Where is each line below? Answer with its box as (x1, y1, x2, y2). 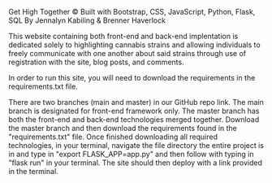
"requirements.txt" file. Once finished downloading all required (8, 132, 218, 142)
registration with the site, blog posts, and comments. (8, 57, 184, 67)
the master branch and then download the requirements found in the (8, 124, 237, 133)
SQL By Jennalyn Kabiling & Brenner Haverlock (8, 15, 166, 25)
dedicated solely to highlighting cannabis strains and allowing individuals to (8, 40, 261, 50)
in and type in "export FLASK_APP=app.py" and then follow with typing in (8, 150, 254, 159)
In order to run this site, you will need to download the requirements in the (8, 73, 256, 82)
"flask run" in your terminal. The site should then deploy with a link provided (8, 158, 262, 168)
